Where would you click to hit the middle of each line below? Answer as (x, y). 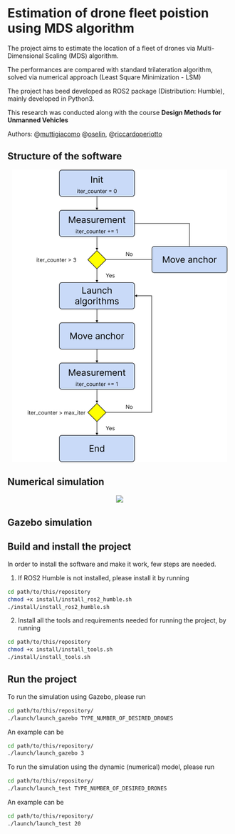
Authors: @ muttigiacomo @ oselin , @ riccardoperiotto (85, 134)
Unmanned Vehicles (38, 120)
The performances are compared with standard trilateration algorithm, (110, 69)
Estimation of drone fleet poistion (108, 13)
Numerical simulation (56, 482)
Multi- (206, 48)
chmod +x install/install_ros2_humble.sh (70, 599)
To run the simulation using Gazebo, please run (77, 696)
